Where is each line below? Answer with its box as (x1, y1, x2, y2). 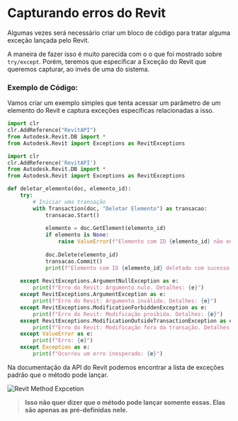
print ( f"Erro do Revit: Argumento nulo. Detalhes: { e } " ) (33, 284, 204, 292)
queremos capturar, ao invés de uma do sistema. (7, 65, 150, 73)
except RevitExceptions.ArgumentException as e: (20, 291, 166, 298)
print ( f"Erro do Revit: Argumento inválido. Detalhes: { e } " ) (33, 297, 217, 305)
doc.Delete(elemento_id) (45, 251, 119, 258)
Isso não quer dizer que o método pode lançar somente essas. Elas (24, 398, 225, 406)
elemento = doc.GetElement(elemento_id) (45, 225, 166, 232)
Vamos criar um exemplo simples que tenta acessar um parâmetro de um (7, 99, 221, 107)
